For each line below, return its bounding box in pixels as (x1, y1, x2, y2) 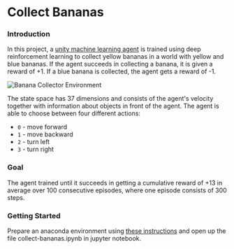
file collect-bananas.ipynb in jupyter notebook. (7, 234, 142, 243)
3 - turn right (17, 145, 54, 154)
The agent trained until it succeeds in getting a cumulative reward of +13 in (7, 178, 223, 187)
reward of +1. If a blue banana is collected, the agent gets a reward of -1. (7, 67, 217, 76)
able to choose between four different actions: (7, 109, 141, 118)
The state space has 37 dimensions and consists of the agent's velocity (7, 94, 214, 103)
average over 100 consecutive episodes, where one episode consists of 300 (7, 186, 227, 194)
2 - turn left (17, 138, 50, 146)
